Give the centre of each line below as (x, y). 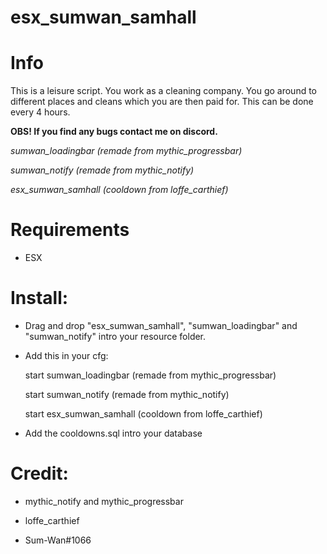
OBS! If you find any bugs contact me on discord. (114, 132)
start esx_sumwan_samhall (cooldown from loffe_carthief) (143, 414)
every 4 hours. (40, 112)
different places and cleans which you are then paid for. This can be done (162, 102)
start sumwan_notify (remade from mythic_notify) (127, 394)
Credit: (39, 473)
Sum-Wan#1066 (58, 540)
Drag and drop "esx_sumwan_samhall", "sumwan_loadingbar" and (161, 325)
